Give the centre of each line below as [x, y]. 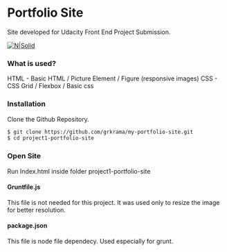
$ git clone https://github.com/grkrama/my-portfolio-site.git [100, 132]
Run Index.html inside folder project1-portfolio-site [79, 171]
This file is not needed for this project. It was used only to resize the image [113, 202]
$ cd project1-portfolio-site [51, 138]
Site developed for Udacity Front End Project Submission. [89, 32]
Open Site [24, 156]
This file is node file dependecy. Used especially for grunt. [90, 241]
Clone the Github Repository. [48, 119]
